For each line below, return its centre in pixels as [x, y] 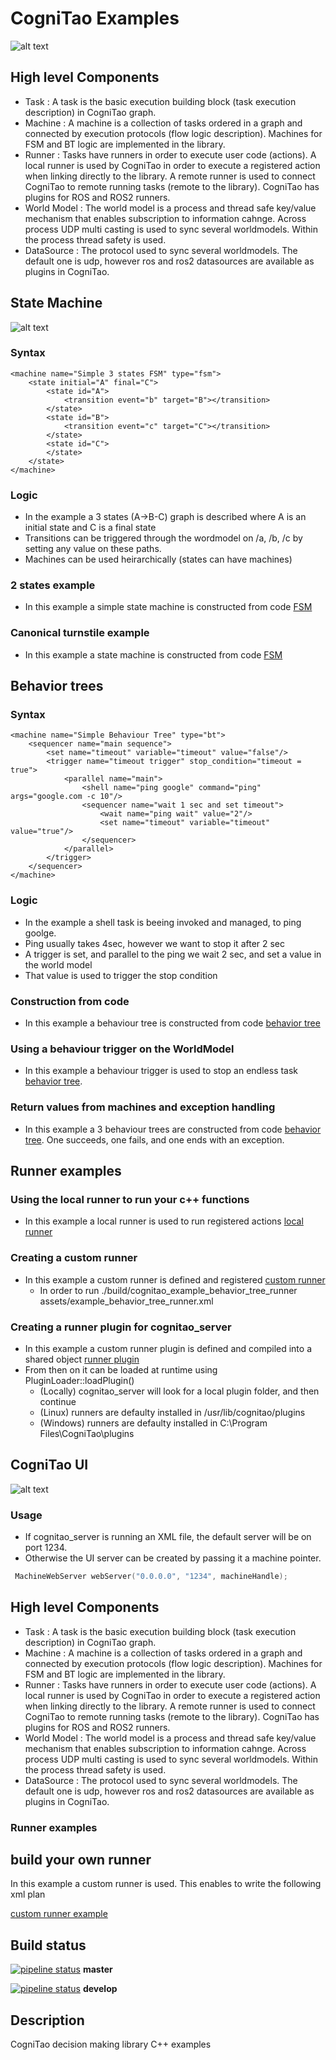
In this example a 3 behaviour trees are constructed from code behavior [173, 1129]
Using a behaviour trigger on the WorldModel [122, 1049]
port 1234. [46, 1548]
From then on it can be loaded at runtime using [121, 1369]
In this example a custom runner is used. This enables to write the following [166, 1884]
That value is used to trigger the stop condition [121, 975]
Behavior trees [57, 686]
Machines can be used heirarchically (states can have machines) [158, 559]
